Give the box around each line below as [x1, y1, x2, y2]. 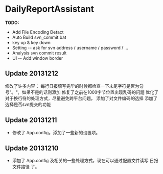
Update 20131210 [5, 144, 59, 152]
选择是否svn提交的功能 [5, 101, 51, 107]
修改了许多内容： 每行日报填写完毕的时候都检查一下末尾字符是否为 [5, 83, 140, 89]
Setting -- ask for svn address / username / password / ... [12, 45, 129, 50]
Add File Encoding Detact [12, 29, 64, 35]
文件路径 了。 [12, 164, 40, 170]
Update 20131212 [5, 70, 59, 78]
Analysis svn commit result [12, 50, 67, 56]
